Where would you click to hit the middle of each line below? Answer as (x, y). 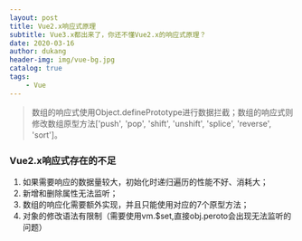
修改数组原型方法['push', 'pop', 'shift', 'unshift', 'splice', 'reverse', (151, 123)
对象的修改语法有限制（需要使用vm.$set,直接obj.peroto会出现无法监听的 (157, 216)
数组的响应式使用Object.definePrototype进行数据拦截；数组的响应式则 (162, 112)
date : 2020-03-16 (42, 43)
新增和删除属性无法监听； (70, 193)
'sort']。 (47, 135)
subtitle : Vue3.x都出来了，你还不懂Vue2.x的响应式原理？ (108, 34)
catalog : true (36, 69)
